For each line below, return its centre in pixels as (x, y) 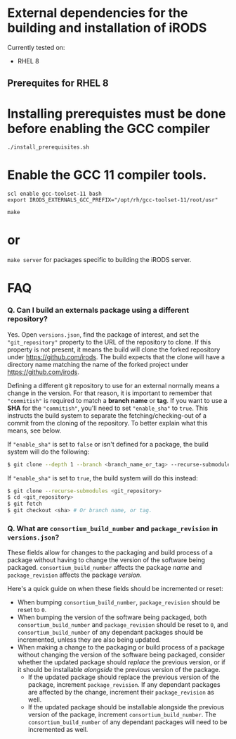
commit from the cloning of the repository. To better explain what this (107, 423)
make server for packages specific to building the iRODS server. (99, 260)
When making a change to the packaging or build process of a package (121, 647)
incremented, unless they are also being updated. (89, 640)
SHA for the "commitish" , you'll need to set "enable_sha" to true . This (108, 408)
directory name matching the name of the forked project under (98, 364)
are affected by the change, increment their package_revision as (121, 693)
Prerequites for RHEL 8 (58, 83)
